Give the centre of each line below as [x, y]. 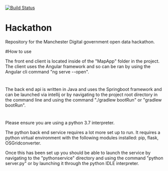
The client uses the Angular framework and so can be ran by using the [78, 66]
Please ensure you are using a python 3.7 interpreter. [60, 123]
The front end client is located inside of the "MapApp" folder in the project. [82, 61]
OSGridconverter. [23, 143]
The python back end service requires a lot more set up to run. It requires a [83, 132]
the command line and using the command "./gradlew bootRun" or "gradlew [83, 100]
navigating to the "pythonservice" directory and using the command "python [84, 158]
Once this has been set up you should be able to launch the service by [78, 153]
